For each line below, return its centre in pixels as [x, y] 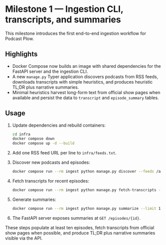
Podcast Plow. [20, 39]
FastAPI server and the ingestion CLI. [50, 71]
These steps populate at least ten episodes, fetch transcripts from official [80, 227]
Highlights [21, 54]
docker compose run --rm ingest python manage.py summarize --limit [84, 208]
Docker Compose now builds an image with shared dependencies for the [86, 66]
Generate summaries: [34, 199]
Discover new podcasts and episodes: [51, 162]
